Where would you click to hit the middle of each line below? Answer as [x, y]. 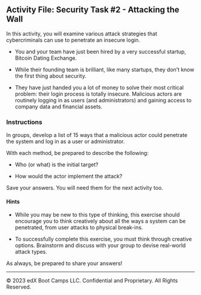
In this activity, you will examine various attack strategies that [82, 34]
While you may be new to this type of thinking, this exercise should [97, 215]
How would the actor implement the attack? [68, 177]
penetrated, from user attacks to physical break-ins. [79, 227]
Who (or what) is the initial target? [57, 165]
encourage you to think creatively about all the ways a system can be [100, 221]
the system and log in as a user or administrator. [66, 142]
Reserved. [19, 287]
